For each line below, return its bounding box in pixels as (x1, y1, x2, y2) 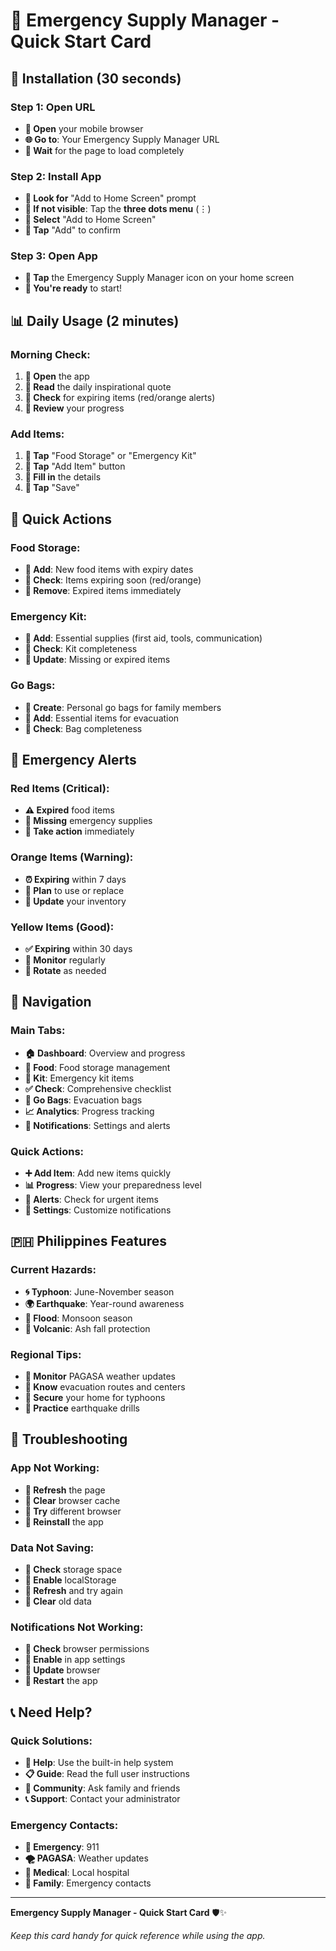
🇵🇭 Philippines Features (10, 1233, 168, 1250)
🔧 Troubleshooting (10, 1431, 128, 1448)
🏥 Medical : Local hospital (24, 1867, 130, 1879)
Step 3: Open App (10, 249, 98, 263)
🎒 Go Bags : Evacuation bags (24, 1094, 143, 1106)
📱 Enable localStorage (24, 1574, 117, 1586)
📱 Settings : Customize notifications (24, 1204, 172, 1216)
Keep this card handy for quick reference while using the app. (10, 1930, 266, 1942)
